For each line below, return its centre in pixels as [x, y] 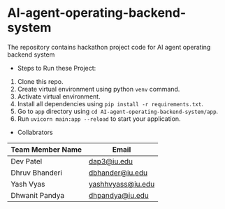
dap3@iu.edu [111, 161]
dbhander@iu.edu [118, 173]
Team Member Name [46, 150]
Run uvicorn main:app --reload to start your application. [99, 118]
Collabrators [35, 132]
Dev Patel [27, 161]
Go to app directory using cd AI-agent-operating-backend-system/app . [118, 111]
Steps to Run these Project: [57, 68]
